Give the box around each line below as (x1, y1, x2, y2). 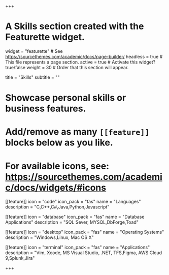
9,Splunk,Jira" (5, 255, 35, 261)
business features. (5, 103, 86, 114)
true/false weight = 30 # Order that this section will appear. (5, 64, 129, 70)
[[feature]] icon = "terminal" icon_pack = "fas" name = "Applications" (5, 245, 150, 251)
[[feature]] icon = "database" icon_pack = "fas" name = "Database (5, 214, 145, 220)
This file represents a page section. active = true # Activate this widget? (5, 59, 156, 65)
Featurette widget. (5, 32, 85, 43)
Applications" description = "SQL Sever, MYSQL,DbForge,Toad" (5, 219, 139, 225)
